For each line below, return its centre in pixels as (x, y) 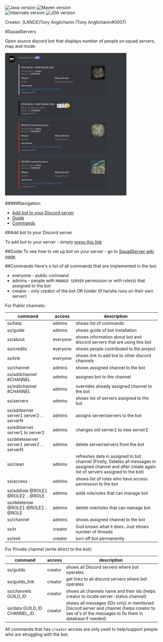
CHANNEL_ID (21, 613)
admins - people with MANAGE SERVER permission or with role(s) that (79, 281)
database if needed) (86, 618)
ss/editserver (20, 427)
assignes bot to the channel (103, 377)
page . (11, 256)
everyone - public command (40, 275)
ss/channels (19, 591)
